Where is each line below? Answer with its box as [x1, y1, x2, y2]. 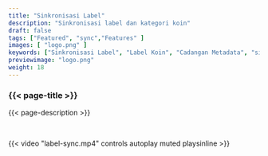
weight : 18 [8, 64, 45, 72]
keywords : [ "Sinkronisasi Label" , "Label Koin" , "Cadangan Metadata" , [8, 49, 248, 57]
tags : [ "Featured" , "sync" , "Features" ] [8, 33, 145, 42]
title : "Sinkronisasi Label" [8, 11, 105, 20]
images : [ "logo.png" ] [8, 41, 88, 49]
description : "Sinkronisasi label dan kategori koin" [8, 19, 191, 27]
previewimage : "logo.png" [8, 57, 94, 64]
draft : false [8, 26, 52, 34]
